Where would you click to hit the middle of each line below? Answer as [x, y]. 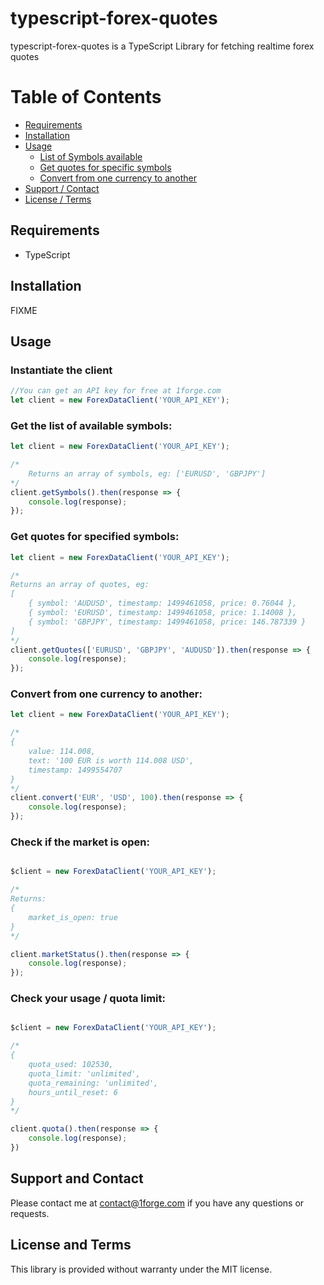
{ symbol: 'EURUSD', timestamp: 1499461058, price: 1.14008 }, [163, 613]
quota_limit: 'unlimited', [84, 1073]
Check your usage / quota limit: [88, 999]
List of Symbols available [91, 156]
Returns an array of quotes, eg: [80, 585]
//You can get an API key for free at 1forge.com [116, 391]
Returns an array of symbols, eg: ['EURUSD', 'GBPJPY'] [147, 473]
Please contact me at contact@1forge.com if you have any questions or [157, 1203]
